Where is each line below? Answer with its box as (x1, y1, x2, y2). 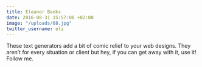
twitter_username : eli (6, 25, 64, 32)
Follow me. (6, 55, 33, 62)
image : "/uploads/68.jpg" (6, 20, 72, 26)
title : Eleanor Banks (6, 8, 61, 15)
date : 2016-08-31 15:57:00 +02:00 (6, 14, 94, 21)
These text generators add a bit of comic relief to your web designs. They (6, 42, 191, 49)
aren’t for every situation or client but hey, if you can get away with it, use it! (6, 49, 197, 56)
